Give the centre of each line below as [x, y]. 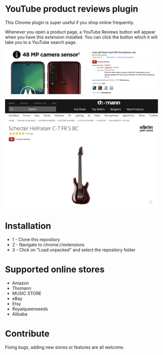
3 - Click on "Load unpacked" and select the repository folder [74, 250]
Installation [28, 226]
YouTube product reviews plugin [72, 9]
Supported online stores [55, 270]
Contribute [27, 333]
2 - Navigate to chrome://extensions [48, 244]
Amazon [20, 283]
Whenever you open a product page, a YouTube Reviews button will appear [80, 32]
